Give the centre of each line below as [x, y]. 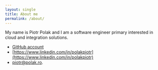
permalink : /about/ [25, 18]
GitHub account [28, 47]
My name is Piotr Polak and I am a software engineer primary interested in [79, 33]
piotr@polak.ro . [27, 62]
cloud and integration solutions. [37, 37]
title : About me [21, 14]
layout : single [20, 9]
